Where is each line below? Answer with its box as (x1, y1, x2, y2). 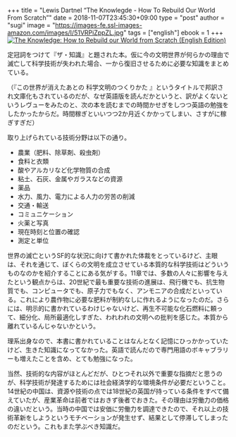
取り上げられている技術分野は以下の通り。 (7, 133, 131, 142)
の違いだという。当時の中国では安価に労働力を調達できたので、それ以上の (7, 405, 223, 413)
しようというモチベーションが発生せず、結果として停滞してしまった (31, 414, 229, 421)
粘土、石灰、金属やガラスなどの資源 (17, 175, 123, 183)
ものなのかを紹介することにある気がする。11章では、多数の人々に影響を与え (7, 269, 229, 277)
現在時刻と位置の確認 (17, 228, 80, 235)
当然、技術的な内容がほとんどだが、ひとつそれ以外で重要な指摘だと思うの (7, 369, 223, 378)
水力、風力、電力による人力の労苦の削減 (17, 192, 135, 200)
